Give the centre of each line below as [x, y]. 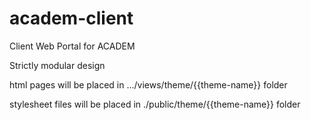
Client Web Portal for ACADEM [72, 46]
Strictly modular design [57, 65]
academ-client [71, 18]
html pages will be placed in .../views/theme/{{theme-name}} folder [148, 84]
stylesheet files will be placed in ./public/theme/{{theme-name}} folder [155, 104]
